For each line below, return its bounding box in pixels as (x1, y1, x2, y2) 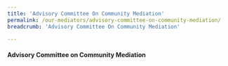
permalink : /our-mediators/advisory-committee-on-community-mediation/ (7, 17, 221, 24)
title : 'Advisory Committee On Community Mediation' (7, 10, 165, 17)
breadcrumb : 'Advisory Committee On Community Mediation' (7, 23, 180, 30)
